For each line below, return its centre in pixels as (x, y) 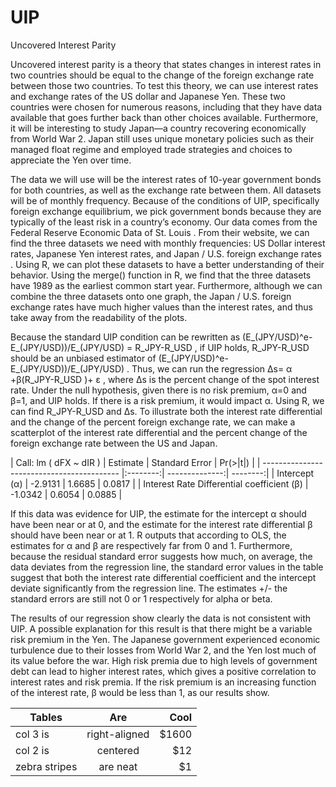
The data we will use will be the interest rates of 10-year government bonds (166, 179)
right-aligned (118, 734)
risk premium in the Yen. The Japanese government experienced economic (165, 639)
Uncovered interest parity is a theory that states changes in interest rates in (166, 64)
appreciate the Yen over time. (71, 160)
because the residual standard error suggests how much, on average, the (161, 556)
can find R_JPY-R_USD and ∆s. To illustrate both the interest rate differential (166, 411)
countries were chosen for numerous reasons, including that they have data (166, 107)
